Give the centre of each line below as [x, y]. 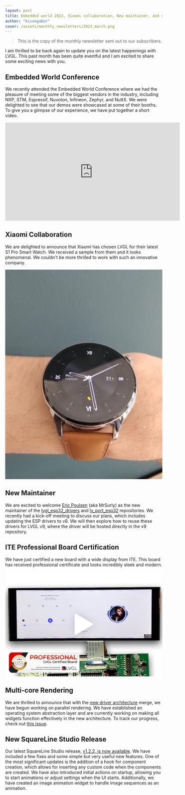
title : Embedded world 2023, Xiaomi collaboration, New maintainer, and [82, 16]
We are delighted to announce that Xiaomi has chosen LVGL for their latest [82, 246]
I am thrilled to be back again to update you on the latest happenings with [81, 51]
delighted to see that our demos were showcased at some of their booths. [81, 105]
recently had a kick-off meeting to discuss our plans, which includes [75, 516]
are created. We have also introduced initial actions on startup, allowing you [83, 773]
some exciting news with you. [36, 61]
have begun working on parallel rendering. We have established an [74, 708]
